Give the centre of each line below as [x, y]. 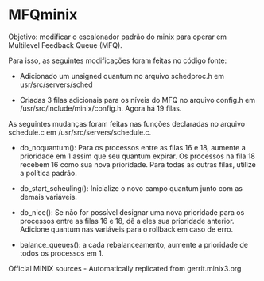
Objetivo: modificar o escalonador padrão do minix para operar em [118, 37]
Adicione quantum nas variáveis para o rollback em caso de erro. [126, 229]
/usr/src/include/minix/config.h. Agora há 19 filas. [101, 108]
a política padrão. [48, 173]
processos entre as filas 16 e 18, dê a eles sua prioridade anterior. [127, 221]
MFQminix [43, 15]
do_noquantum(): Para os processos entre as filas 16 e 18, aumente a [132, 147]
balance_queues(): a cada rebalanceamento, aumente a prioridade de [134, 244]
